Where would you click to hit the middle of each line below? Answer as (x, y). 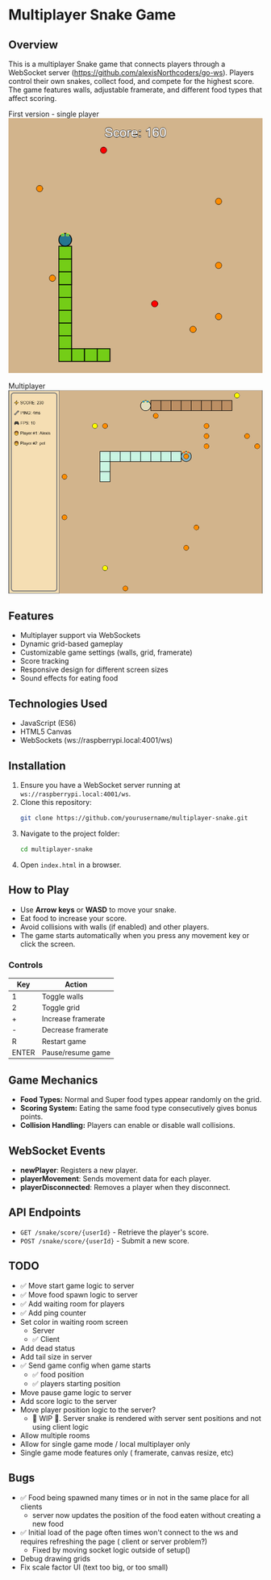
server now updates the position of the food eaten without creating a (146, 1515)
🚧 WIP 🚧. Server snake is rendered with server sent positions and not (147, 1418)
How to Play (39, 890)
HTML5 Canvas (46, 731)
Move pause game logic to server (75, 1392)
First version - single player (54, 114)
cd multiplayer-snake (56, 849)
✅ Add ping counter (53, 1313)
